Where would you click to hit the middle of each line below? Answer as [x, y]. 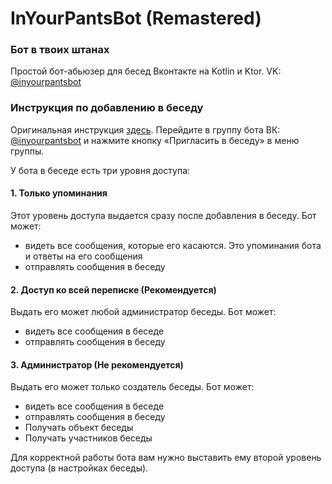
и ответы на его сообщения [83, 256]
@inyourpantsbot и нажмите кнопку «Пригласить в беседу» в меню [155, 140]
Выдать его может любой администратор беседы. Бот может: [143, 312]
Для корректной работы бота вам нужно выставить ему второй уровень [166, 458]
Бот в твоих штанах [60, 50]
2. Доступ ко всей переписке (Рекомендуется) [113, 289]
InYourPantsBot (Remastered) [136, 18]
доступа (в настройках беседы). [79, 468]
